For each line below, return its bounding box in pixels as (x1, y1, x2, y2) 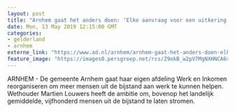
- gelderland (7, 36, 45, 43)
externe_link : (7, 49, 49, 56)
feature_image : (7, 56, 52, 63)
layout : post (7, 10, 45, 17)
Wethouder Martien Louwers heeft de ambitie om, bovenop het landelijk (7, 89, 214, 97)
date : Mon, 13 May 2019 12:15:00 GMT (7, 23, 117, 30)
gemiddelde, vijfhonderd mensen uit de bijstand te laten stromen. (7, 97, 195, 105)
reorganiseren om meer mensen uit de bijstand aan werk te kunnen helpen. (7, 81, 224, 90)
